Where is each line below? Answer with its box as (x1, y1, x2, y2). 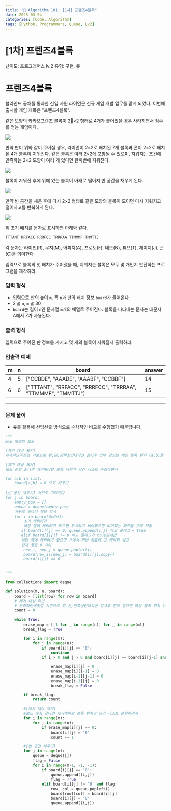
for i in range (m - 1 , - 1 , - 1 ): (32, 763, 97, 768)
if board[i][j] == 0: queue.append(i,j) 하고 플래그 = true (21, 528, 146, 533)
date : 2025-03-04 (5, 12, 42, 17)
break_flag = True (23, 627, 63, 632)
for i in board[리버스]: (14, 514, 64, 519)
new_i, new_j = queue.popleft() (23, 547, 93, 552)
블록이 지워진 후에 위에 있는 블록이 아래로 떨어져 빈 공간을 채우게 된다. (5, 178, 144, 184)
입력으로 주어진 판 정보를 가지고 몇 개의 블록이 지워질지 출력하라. (5, 339, 133, 345)
